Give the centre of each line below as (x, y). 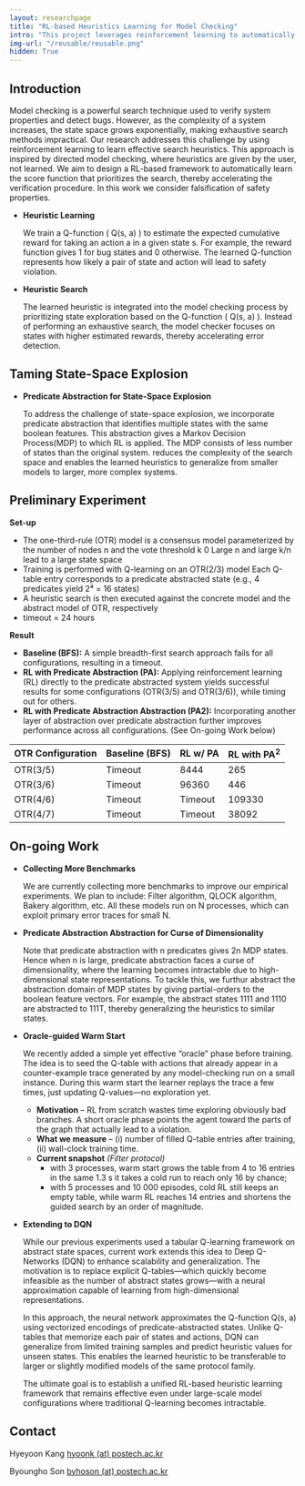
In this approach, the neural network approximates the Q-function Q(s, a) (159, 1318)
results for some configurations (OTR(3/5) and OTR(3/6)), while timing (154, 691)
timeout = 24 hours (59, 617)
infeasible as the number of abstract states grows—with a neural (144, 1280)
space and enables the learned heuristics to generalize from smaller (150, 462)
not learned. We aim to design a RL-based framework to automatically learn (151, 168)
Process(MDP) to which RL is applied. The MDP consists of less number (158, 443)
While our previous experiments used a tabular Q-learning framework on (159, 1242)
